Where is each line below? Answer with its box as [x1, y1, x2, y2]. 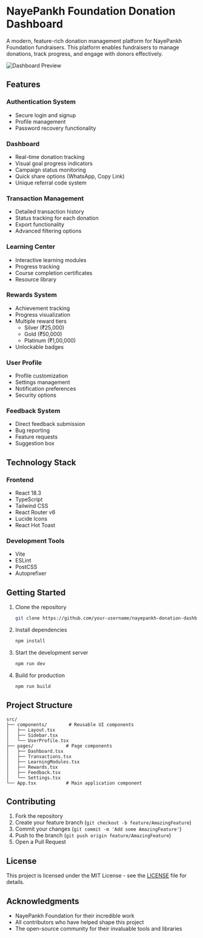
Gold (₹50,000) [24, 330, 62, 337]
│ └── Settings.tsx [6, 775, 61, 781]
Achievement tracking [15, 305, 70, 312]
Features [6, 79, 41, 90]
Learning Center [6, 243, 56, 251]
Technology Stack [6, 457, 76, 468]
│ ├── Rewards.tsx [6, 764, 59, 770]
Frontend [6, 475, 34, 484]
